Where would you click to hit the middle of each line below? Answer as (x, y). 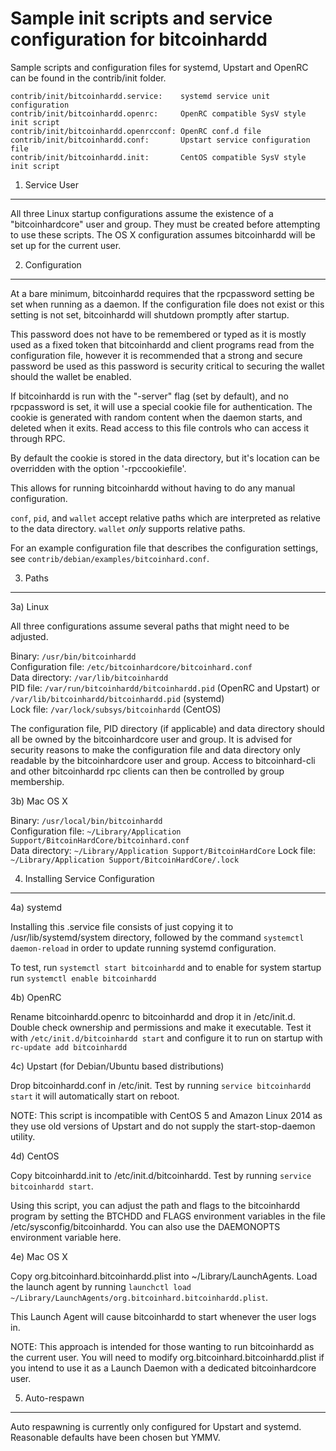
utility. (23, 1136)
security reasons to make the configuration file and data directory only (155, 749)
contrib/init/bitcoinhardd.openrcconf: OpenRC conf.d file (136, 131)
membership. (37, 781)
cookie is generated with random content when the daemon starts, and (156, 417)
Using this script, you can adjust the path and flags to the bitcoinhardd (155, 1205)
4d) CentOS (35, 1156)
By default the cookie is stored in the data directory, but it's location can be (165, 458)
